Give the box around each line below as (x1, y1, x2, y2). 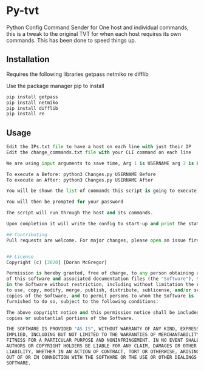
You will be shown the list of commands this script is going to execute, (6, 188, 200, 194)
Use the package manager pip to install (6, 82, 104, 89)
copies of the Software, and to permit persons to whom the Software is (6, 293, 194, 299)
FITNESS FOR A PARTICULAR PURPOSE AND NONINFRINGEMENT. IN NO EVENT (6, 338, 183, 344)
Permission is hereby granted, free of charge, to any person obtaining (6, 270, 194, 276)
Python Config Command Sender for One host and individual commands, (6, 24, 189, 31)
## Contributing (6, 231, 47, 237)
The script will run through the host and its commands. (6, 210, 154, 216)
